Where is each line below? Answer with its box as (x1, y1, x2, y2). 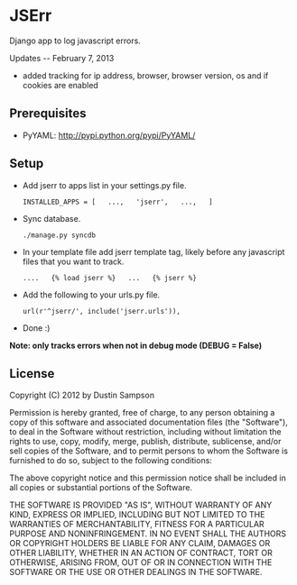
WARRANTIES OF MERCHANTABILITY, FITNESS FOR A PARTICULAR (9, 519, 265, 530)
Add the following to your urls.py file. (22, 289, 161, 300)
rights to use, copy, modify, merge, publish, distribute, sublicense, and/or (9, 436, 282, 447)
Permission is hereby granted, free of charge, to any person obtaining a (9, 407, 275, 418)
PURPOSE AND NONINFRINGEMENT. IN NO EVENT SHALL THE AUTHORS (9, 528, 287, 539)
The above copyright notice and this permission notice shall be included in (9, 472, 286, 483)
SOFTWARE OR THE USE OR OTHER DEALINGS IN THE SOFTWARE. (9, 567, 263, 578)
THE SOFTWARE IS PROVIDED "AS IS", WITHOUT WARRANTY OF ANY (9, 499, 273, 510)
